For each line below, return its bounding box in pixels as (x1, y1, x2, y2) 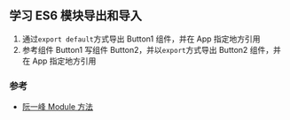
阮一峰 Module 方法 (21, 101, 94, 112)
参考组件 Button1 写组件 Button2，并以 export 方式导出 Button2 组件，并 (21, 44, 282, 55)
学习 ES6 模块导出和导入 (9, 8, 143, 24)
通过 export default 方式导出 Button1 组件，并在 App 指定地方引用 (21, 34, 261, 44)
